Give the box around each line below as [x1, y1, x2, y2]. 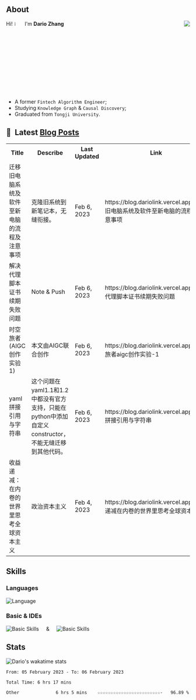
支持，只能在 [31, 403, 67, 411]
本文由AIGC [31, 341, 64, 349]
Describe [37, 149, 63, 157]
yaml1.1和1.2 [31, 386, 69, 394]
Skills [6, 567, 26, 577]
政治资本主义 [31, 502, 67, 510]
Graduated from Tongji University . [14, 111, 100, 118]
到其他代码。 [31, 447, 67, 455]
